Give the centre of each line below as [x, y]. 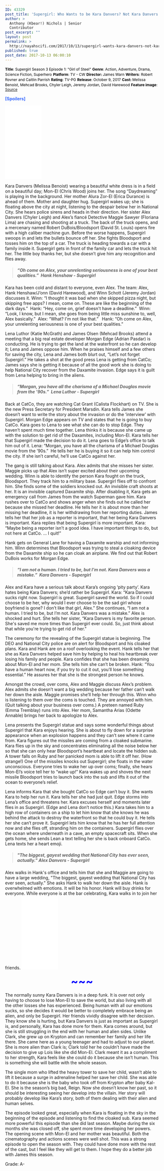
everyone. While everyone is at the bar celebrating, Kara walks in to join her [81, 893]
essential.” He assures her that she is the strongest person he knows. [75, 675]
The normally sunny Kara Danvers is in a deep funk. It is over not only [75, 995]
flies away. [16, 259]
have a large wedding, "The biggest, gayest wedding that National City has [80, 878]
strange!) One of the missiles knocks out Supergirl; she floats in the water [79, 761]
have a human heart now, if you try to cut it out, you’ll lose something [74, 670]
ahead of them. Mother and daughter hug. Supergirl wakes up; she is [74, 202]
